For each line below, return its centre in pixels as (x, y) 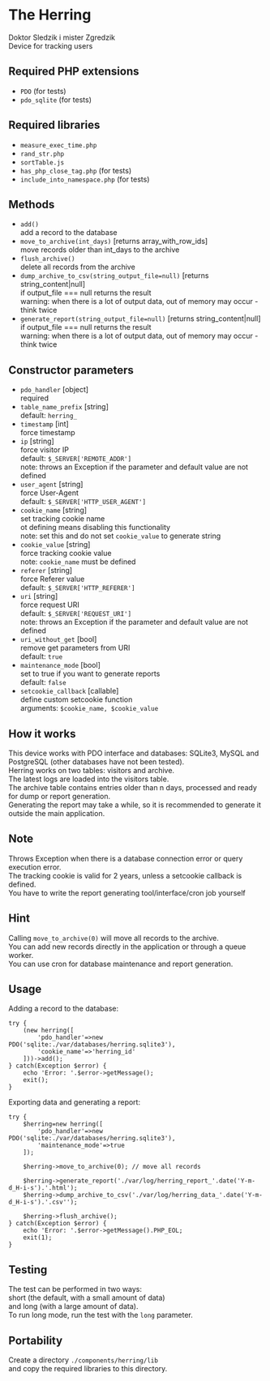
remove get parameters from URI (75, 648)
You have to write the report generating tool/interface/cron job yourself (127, 892)
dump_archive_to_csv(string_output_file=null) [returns (114, 276)
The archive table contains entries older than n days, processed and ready (133, 787)
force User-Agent (49, 493)
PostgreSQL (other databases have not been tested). (96, 762)
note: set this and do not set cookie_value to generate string (120, 536)
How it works (42, 734)
